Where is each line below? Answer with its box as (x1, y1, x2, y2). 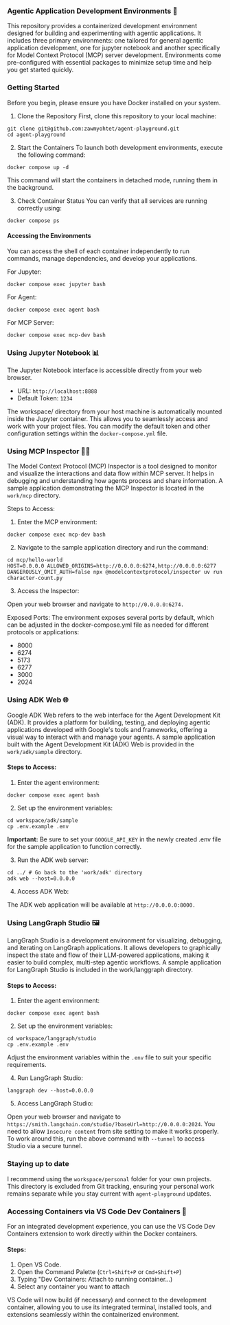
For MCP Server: (7, 318, 54, 326)
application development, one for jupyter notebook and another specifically (7, 44, 220, 52)
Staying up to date (7, 1159, 70, 1169)
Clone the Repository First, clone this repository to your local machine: (16, 111, 217, 120)
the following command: (16, 151, 86, 159)
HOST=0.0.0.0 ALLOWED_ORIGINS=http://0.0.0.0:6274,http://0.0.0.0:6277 (7, 563, 216, 570)
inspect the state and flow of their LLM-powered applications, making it (7, 951, 209, 959)
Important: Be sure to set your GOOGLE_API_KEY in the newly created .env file (7, 835, 222, 843)
